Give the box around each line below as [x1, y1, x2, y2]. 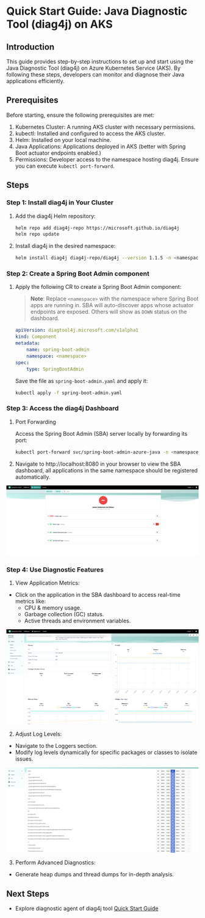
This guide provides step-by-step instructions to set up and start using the [6, 58, 193, 65]
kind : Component [15, 334, 57, 340]
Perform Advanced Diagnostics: [15, 859, 96, 867]
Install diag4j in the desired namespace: [15, 242, 116, 250]
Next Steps [6, 889, 49, 899]
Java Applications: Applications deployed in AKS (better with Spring [15, 143, 186, 150]
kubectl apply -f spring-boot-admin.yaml [15, 390, 123, 396]
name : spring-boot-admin [26, 347, 90, 353]
